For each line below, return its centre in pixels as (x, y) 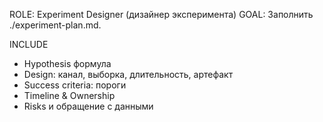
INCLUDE (29, 44)
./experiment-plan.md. (55, 25)
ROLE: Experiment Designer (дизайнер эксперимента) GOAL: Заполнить (161, 14)
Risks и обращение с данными (88, 106)
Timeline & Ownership (69, 95)
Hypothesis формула (67, 63)
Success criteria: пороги (75, 85)
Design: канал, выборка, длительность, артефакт (128, 74)
